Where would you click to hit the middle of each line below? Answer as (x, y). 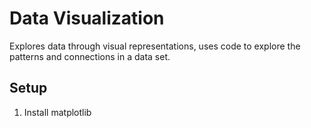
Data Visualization (87, 18)
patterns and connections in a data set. (90, 56)
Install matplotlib (57, 112)
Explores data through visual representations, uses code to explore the (155, 46)
